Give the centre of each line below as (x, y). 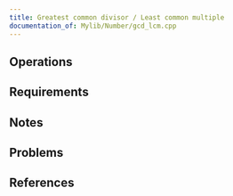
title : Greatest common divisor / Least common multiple (117, 17)
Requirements (49, 92)
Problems (36, 153)
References (42, 183)
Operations (41, 62)
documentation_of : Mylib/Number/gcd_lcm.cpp (93, 26)
